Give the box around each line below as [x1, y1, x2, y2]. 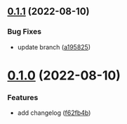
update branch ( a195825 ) [17, 42, 91, 51]
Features [7, 92, 39, 102]
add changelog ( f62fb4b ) [17, 108, 91, 117]
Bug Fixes [7, 27, 42, 37]
